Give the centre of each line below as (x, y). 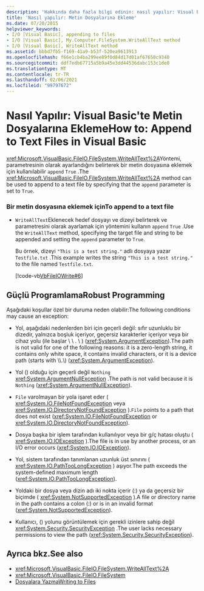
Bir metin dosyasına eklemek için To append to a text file (90, 207)
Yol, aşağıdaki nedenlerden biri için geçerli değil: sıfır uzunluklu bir (98, 328)
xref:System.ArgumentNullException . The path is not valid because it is (104, 379)
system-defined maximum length (56, 472)
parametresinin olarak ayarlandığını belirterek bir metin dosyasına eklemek (99, 165)
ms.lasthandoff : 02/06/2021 (42, 80)
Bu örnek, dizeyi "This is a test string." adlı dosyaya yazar (93, 251)
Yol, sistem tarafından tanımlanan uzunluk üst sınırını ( (83, 459)
